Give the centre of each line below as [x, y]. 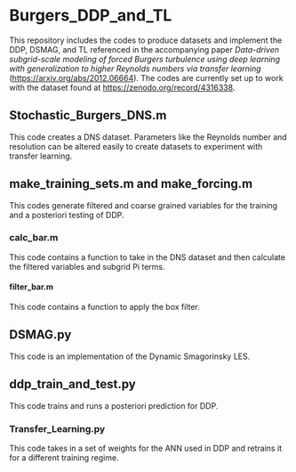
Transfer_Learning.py [57, 428]
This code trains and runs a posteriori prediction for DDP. [114, 405]
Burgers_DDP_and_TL [91, 16]
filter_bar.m [32, 287]
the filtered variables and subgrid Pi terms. [88, 266]
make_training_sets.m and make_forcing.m [131, 184]
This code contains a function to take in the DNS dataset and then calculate [148, 257]
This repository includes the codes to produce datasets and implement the [146, 40]
